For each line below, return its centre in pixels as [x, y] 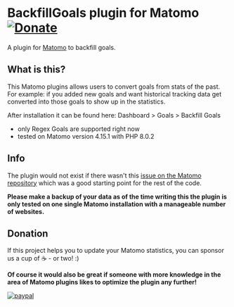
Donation [28, 233]
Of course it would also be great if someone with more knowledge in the [114, 275]
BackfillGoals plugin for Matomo [103, 13]
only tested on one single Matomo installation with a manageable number [117, 204]
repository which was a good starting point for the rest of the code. [105, 183]
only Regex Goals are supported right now [79, 129]
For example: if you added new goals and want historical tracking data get [115, 94]
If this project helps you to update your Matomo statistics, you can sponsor [116, 251]
